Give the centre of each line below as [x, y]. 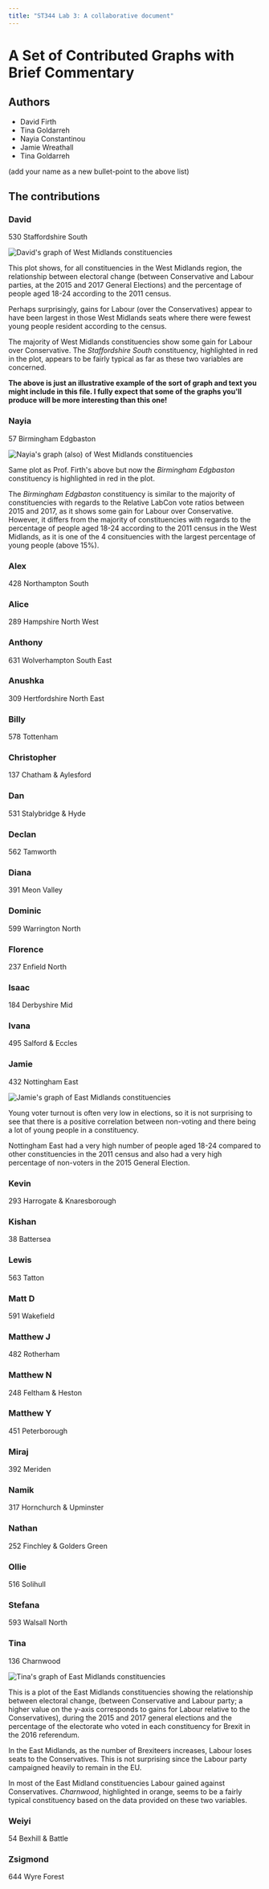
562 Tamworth [33, 851]
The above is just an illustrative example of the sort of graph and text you [132, 383]
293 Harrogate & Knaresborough [62, 1201]
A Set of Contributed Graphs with [121, 55]
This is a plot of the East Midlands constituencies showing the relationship [131, 1692]
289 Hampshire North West [53, 622]
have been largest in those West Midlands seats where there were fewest [130, 318]
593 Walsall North [38, 1623]
